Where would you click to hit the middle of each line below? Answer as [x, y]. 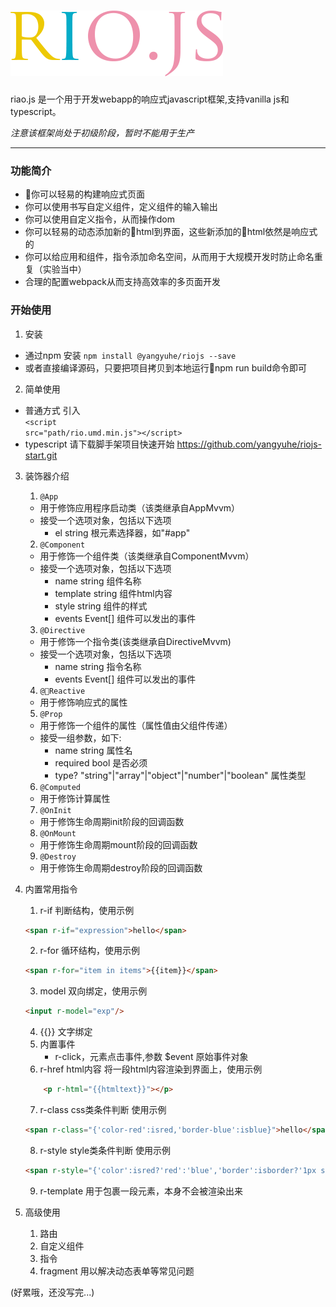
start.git [41, 455]
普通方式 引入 [52, 410]
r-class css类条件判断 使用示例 [103, 1110]
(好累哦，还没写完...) [52, 1292]
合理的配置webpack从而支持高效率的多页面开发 [122, 282]
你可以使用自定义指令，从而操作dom [100, 219]
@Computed [60, 787]
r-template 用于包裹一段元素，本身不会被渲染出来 [141, 1191]
